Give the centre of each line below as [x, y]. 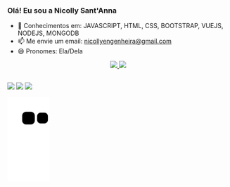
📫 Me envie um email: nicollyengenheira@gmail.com [95, 41]
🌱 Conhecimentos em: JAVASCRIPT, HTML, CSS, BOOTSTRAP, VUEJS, [120, 26]
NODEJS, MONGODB [48, 33]
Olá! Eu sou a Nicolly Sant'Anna [62, 11]
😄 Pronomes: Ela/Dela [50, 51]
